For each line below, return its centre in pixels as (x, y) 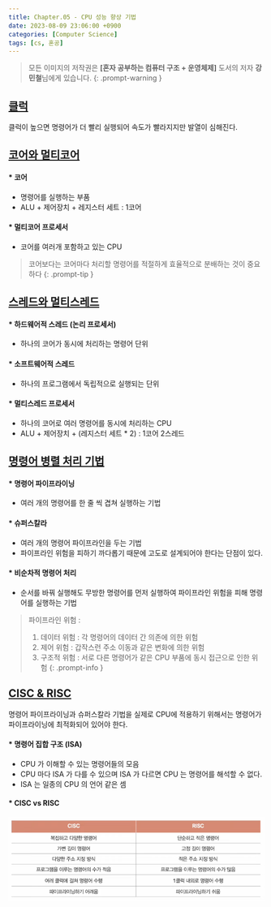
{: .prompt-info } (76, 667)
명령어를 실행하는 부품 (55, 197)
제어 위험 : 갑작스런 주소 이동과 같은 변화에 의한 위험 (123, 647)
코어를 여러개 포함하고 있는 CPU (71, 247)
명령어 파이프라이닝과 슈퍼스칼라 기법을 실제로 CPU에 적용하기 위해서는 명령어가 (135, 714)
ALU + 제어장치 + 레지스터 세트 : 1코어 (81, 207)
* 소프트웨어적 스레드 (42, 364)
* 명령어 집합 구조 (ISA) (45, 744)
